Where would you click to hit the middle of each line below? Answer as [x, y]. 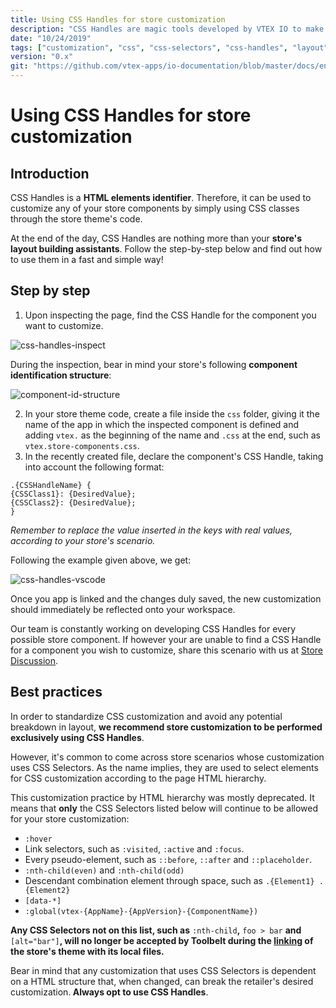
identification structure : [61, 375]
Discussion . [34, 660]
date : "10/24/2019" [51, 38]
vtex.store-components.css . [82, 445]
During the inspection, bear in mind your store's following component [154, 364]
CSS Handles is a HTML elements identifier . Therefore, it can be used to [161, 197]
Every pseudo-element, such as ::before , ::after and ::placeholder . [168, 859]
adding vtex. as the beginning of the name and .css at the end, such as [172, 435]
